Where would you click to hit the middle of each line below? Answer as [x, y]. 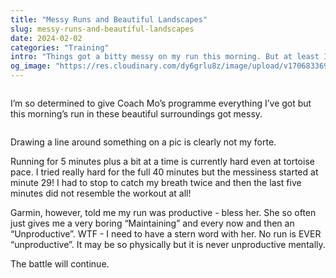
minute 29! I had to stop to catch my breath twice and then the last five [156, 182]
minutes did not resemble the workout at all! [101, 193]
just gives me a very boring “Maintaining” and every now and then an [152, 223]
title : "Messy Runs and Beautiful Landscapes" [109, 19]
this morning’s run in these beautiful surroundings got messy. [136, 114]
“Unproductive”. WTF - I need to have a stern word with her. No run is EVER [166, 234]
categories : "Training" [60, 47]
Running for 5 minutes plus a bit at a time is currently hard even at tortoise [162, 161]
